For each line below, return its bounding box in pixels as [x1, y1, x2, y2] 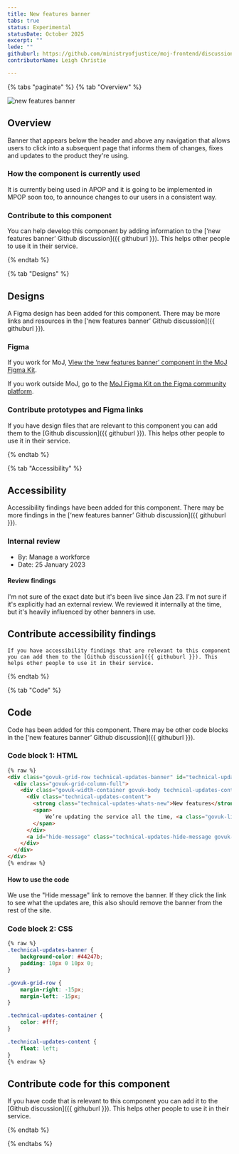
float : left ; [20, 1045, 59, 1052]
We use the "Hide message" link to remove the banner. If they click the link [7, 891, 226, 900]
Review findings [7, 577, 56, 585]
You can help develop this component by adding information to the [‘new [7, 227, 221, 235]
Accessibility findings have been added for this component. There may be [7, 503, 224, 512]
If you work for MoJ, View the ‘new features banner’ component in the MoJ [7, 358, 228, 367]
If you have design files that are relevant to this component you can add [7, 421, 218, 430]
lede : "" [7, 43, 33, 51]
